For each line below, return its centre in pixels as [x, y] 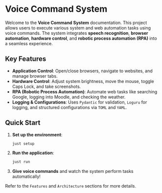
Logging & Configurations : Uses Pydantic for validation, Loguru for [80, 102]
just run [21, 162]
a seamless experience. [29, 43]
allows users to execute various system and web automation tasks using [78, 28]
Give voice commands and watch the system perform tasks [73, 171]
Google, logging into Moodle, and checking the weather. [69, 97]
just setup [23, 143]
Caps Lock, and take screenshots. [46, 86]
